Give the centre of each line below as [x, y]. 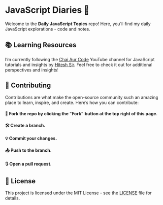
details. [13, 198]
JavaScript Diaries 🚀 [47, 10]
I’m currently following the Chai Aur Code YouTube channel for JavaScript [80, 59]
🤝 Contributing [28, 85]
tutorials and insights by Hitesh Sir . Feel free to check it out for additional [79, 65]
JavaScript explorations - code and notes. [48, 29]
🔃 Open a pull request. [28, 164]
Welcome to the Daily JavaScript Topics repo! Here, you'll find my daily [78, 24]
